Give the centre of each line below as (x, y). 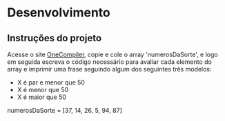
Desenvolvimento (59, 13)
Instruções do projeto (55, 38)
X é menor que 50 (43, 90)
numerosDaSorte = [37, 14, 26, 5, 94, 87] (65, 110)
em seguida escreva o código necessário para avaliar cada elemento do (109, 62)
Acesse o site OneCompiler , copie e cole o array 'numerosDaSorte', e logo (113, 54)
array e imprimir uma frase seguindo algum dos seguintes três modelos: (109, 69)
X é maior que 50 (42, 97)
